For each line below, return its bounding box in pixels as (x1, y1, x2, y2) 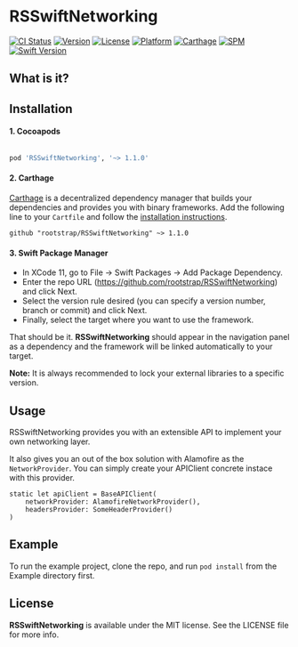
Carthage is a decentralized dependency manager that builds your (9, 193, 253, 203)
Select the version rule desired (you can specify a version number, (21, 295, 266, 306)
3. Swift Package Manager (9, 247, 109, 258)
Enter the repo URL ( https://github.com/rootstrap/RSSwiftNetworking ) (21, 277, 278, 287)
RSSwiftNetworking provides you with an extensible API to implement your (9, 427, 282, 438)
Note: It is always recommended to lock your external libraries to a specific (9, 368, 285, 379)
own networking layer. (9, 436, 91, 447)
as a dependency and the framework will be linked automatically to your (9, 341, 273, 352)
